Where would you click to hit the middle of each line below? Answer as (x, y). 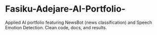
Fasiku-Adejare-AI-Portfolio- (65, 9)
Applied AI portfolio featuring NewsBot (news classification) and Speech (78, 22)
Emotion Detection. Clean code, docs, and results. (56, 27)
